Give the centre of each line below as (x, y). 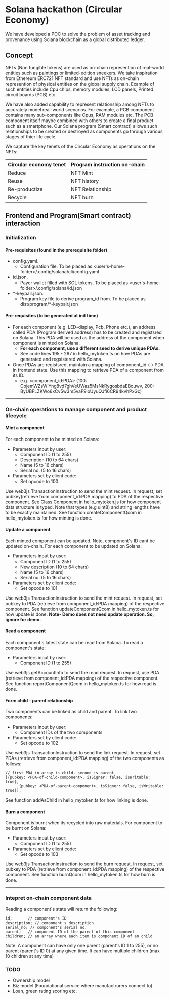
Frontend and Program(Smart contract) (68, 215)
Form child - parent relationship (39, 700)
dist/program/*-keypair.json (49, 304)
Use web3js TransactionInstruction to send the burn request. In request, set (84, 864)
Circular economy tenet (37, 164)
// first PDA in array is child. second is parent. (61, 773)
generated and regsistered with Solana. (61, 359)
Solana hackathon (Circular (64, 9)
